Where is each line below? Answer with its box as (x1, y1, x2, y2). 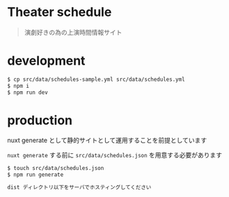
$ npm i (7, 82, 30, 89)
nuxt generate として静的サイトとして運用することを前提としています (7, 136, 207, 145)
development (7, 53, 86, 69)
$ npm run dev (7, 88, 49, 96)
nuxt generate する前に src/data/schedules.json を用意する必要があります (7, 151, 223, 159)
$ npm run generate (7, 171, 64, 178)
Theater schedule (7, 4, 112, 20)
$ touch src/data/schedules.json (7, 165, 104, 172)
